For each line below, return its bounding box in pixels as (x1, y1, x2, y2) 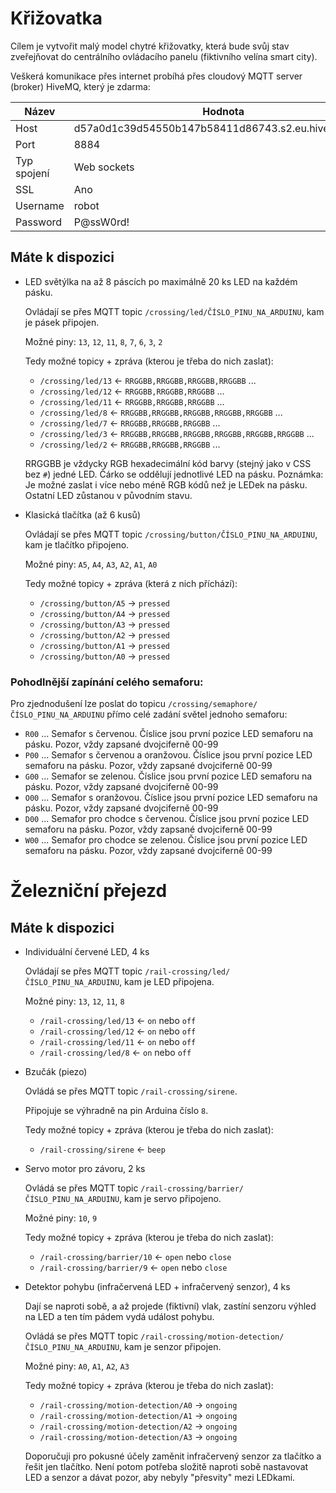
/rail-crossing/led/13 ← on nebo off (39, 1015, 197, 1027)
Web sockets (73, 160, 135, 174)
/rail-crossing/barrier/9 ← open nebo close (39, 1262, 228, 1274)
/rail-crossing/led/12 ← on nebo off (39, 1025, 197, 1037)
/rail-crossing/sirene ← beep (39, 1143, 166, 1156)
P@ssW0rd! (73, 215, 130, 229)
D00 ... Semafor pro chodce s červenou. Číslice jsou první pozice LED (24, 813, 310, 825)
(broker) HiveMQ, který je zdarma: (10, 80, 151, 92)
